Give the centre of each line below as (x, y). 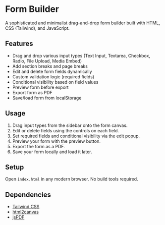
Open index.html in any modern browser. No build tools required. (72, 179)
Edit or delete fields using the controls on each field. (66, 130)
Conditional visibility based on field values (55, 82)
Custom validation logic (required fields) (53, 77)
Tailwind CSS (26, 207)
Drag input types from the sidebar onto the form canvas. (70, 125)
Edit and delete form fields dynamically (52, 71)
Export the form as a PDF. (39, 146)
